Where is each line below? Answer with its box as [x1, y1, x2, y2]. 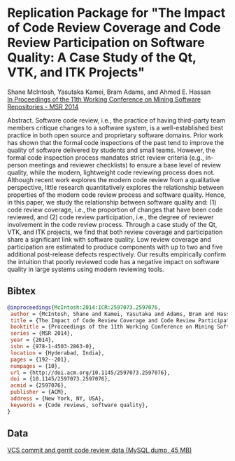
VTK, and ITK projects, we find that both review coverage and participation [7, 228, 223, 236]
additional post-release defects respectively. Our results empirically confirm [7, 250, 226, 259]
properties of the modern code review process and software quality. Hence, [7, 191, 226, 199]
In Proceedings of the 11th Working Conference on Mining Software [7, 95, 201, 103]
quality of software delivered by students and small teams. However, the [7, 146, 215, 154]
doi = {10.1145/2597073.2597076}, [10, 376, 111, 383]
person [7, 160, 28, 169]
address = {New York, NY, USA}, [10, 395, 105, 402]
